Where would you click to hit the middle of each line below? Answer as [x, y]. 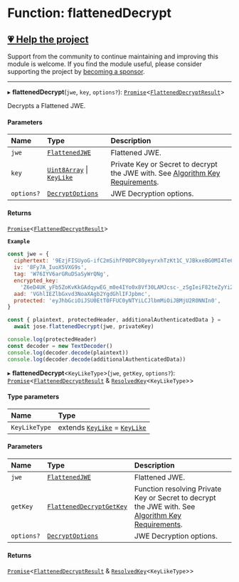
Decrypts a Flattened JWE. [47, 106]
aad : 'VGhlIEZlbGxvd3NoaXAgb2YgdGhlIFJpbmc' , [83, 294]
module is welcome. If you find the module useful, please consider [105, 64]
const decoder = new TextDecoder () [60, 346]
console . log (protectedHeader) [52, 339]
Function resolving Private [178, 489]
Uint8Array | [68, 170]
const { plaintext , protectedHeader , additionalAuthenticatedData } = [114, 320]
